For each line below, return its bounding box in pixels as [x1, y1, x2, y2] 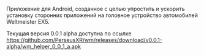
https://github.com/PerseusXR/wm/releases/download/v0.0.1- [6, 37, 162, 43]
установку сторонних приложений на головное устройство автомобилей [6, 12, 198, 19]
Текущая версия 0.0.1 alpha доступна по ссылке [6, 30, 132, 37]
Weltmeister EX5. [6, 18, 50, 25]
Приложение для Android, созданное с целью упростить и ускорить [6, 5, 185, 12]
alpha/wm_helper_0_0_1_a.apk [6, 43, 81, 50]
